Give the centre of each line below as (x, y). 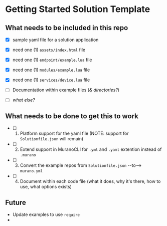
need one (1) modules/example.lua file (51, 70)
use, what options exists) (46, 187)
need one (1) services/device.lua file (51, 80)
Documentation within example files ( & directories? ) (66, 90)
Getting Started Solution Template (78, 9)
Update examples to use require (46, 214)
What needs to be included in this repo (67, 28)
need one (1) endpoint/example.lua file (52, 60)
